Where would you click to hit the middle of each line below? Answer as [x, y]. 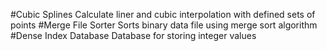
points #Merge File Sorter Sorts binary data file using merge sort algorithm [164, 25]
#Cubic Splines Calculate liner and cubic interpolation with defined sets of [163, 14]
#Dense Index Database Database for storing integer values [133, 35]
